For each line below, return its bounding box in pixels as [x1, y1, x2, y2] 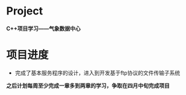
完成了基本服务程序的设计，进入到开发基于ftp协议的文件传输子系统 [14, 69, 181, 76]
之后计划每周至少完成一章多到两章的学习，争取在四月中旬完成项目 [6, 82, 170, 89]
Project [6, 4, 43, 18]
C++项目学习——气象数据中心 [6, 25, 81, 32]
